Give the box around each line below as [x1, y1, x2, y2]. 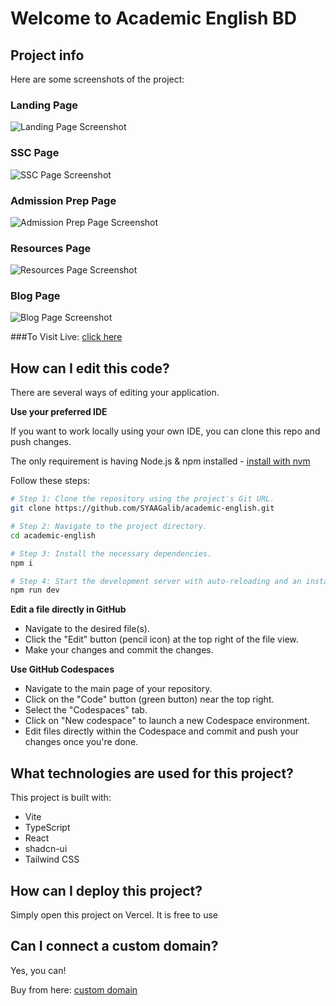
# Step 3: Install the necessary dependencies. [10, 548, 213, 559]
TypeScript [24, 822, 71, 834]
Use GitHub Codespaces [10, 663, 115, 676]
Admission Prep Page [10, 193, 117, 207]
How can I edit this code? [10, 360, 170, 377]
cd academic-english [10, 530, 97, 541]
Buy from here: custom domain [10, 983, 138, 996]
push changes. [10, 436, 72, 448]
